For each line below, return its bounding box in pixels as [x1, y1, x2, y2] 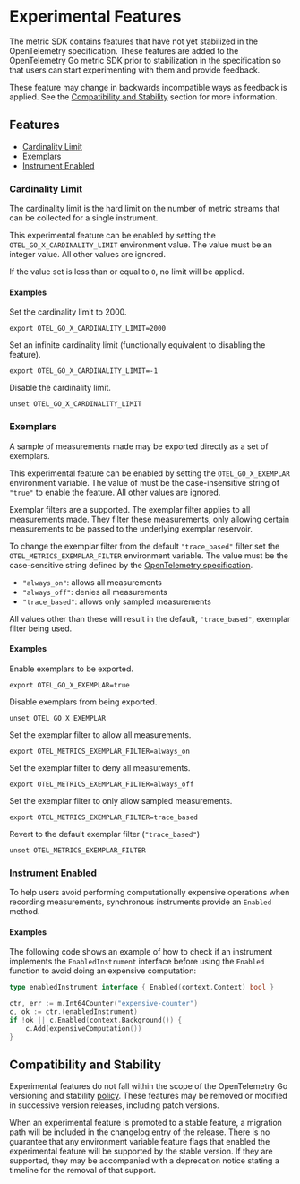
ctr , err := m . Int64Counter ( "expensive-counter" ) [9, 999, 199, 1008]
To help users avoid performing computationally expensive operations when [9, 887, 290, 898]
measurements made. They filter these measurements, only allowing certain [9, 514, 290, 524]
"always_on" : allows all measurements [21, 576, 163, 588]
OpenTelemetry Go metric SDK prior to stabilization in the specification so [9, 55, 282, 65]
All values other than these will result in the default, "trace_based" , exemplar [9, 613, 291, 624]
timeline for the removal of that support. [9, 1165, 157, 1176]
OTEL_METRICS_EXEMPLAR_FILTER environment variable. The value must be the [9, 549, 289, 561]
